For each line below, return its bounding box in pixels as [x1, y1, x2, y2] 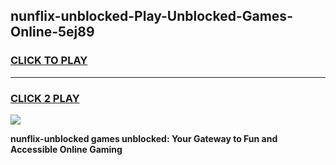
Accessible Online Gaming [10, 143, 123, 155]
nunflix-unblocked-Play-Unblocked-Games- [10, 8, 293, 25]
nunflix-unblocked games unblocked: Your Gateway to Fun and [10, 132, 278, 144]
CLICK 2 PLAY [10, 91, 80, 105]
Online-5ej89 [10, 24, 95, 41]
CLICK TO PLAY [10, 54, 88, 68]
